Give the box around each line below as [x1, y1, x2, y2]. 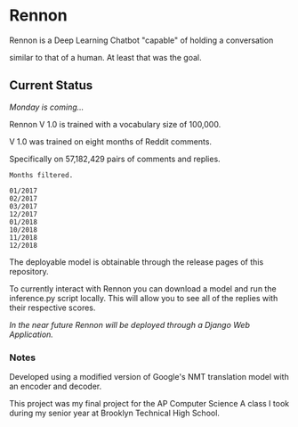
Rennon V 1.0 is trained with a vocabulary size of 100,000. [9, 119, 221, 129]
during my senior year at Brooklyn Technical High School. [9, 407, 221, 419]
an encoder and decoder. [9, 381, 102, 392]
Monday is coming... [9, 102, 85, 112]
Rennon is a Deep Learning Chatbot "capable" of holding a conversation [9, 35, 274, 45]
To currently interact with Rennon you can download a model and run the [9, 283, 278, 294]
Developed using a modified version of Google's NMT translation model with [9, 372, 289, 382]
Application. [9, 329, 53, 340]
